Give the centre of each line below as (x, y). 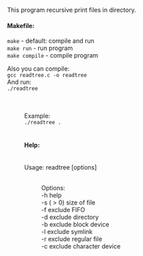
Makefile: (21, 25)
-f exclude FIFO (63, 210)
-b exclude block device (75, 224)
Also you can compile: (38, 69)
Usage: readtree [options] (61, 167)
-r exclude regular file (72, 239)
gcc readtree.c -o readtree (47, 75)
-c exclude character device (81, 246)
